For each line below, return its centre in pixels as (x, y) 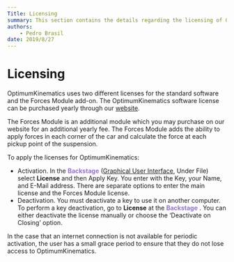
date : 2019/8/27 (31, 40)
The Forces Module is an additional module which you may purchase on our (116, 122)
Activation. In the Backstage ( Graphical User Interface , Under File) (113, 171)
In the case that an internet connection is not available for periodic (102, 236)
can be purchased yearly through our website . (74, 108)
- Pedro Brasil (42, 33)
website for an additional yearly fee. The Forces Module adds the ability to (114, 129)
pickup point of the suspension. (53, 144)
